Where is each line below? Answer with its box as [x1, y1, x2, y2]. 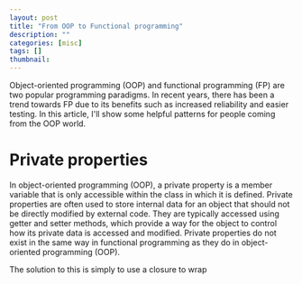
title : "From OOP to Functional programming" [9, 22, 183, 31]
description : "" [9, 30, 70, 39]
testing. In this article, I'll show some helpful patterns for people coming [9, 109, 276, 119]
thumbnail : [9, 55, 50, 64]
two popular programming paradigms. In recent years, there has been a [9, 89, 275, 100]
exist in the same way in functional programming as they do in [9, 236, 240, 248]
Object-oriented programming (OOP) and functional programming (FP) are [9, 80, 286, 90]
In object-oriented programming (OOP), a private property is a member [9, 179, 273, 190]
